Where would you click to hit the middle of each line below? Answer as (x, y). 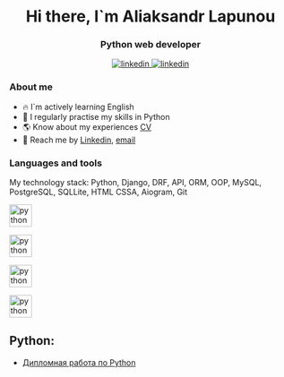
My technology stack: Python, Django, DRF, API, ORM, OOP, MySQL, (136, 183)
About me (31, 87)
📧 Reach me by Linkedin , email (79, 140)
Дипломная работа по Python (79, 362)
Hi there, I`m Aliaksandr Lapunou (151, 17)
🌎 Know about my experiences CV (87, 126)
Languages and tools (56, 163)
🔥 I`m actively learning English (78, 107)
